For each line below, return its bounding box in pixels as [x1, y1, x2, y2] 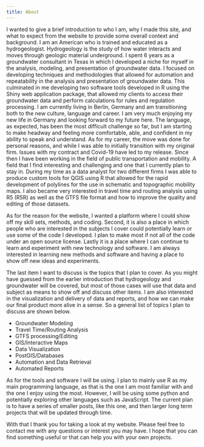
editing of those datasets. [6, 200, 70, 207]
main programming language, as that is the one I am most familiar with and [6, 383, 193, 390]
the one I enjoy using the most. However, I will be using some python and [6, 389, 189, 397]
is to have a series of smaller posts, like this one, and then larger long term [6, 402, 192, 409]
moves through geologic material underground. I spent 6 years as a [6, 51, 175, 58]
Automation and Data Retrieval [15, 358, 92, 366]
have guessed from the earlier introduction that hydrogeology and [6, 275, 171, 283]
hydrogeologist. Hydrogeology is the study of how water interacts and [6, 45, 182, 52]
